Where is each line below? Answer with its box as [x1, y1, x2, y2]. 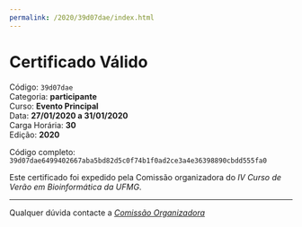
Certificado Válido [9, 51, 148, 72]
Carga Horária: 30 [9, 119, 76, 130]
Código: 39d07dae [9, 82, 74, 92]
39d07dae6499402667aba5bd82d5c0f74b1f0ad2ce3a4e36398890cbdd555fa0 [9, 156, 268, 165]
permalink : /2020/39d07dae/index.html [9, 13, 155, 22]
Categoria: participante [9, 91, 97, 101]
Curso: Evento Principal [9, 100, 99, 111]
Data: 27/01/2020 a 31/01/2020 [9, 109, 129, 121]
